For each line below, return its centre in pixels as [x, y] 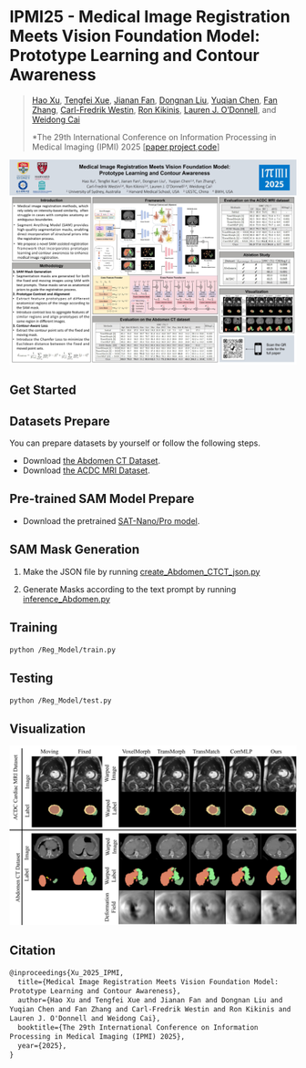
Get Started [43, 390]
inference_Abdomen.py [66, 599]
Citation [33, 951]
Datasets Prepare [60, 421]
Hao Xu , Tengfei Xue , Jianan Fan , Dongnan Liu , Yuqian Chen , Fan [154, 100]
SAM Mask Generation [74, 550]
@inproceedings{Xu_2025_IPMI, [67, 972]
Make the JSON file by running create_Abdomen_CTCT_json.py [141, 571]
